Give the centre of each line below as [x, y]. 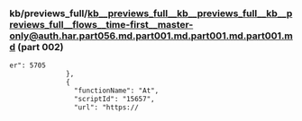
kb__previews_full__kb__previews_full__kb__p [190, 13]
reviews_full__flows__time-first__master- [101, 24]
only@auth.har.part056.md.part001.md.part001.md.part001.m [151, 36]
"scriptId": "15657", [114, 99]
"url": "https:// [106, 107]
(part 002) [41, 47]
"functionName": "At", [116, 91]
